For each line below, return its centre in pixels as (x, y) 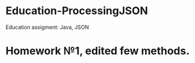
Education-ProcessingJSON (77, 11)
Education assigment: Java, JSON (47, 27)
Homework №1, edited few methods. (98, 51)
